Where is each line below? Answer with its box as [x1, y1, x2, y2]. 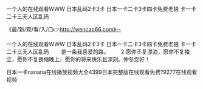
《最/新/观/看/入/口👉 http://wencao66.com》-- [6, 26, 122, 33]
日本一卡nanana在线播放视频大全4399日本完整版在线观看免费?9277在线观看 [6, 68, 198, 76]
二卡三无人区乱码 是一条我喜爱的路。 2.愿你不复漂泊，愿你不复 [6, 48, 185, 55]
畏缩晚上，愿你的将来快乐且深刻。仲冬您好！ [38, 56, 150, 62]
